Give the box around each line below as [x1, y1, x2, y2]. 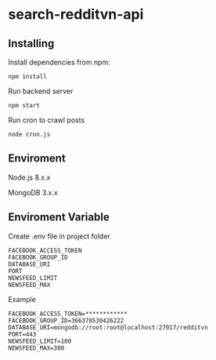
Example [8, 294, 37, 304]
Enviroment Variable [8, 210, 110, 224]
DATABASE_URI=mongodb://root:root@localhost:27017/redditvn [8, 323, 209, 331]
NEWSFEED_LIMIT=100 [8, 337, 72, 345]
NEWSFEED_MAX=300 [8, 344, 65, 352]
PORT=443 [8, 330, 37, 338]
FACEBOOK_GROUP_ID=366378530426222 [8, 316, 124, 325]
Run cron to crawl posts [8, 115, 85, 125]
